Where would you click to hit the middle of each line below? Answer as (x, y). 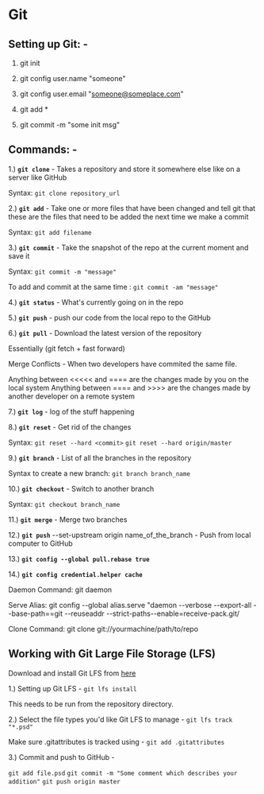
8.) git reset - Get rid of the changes (70, 426)
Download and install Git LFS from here (72, 673)
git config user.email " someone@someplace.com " (101, 94)
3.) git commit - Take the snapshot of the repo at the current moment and (128, 247)
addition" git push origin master (64, 781)
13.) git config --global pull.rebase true (79, 559)
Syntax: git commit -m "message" (62, 271)
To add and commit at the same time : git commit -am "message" (113, 286)
